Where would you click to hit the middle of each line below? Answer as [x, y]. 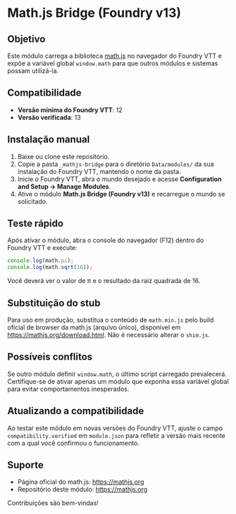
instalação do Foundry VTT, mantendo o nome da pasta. [99, 171]
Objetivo [26, 39]
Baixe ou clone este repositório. [63, 156]
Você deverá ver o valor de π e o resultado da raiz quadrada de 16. [104, 281]
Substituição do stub [54, 303]
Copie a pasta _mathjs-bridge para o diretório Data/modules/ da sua [116, 164]
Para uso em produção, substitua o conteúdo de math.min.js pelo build [111, 320]
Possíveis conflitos [50, 357]
